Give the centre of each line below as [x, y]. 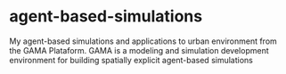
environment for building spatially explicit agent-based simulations [131, 60]
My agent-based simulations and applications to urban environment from [143, 41]
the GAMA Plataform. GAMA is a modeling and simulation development [139, 50]
